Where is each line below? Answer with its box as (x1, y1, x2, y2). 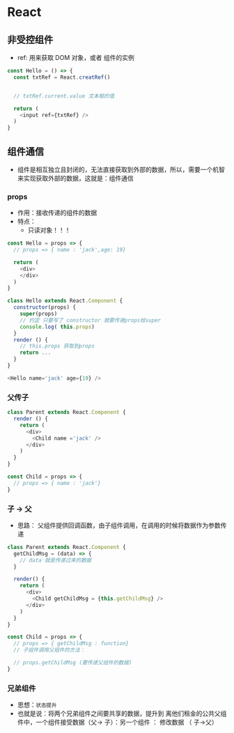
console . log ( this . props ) (19, 323, 95, 330)
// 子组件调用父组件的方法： (13, 647, 86, 654)
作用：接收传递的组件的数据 (17, 208, 97, 217)
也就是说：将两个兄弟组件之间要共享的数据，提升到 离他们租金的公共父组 (17, 709, 227, 718)
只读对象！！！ (27, 226, 71, 234)
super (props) (19, 311, 58, 318)
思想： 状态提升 (17, 701, 57, 709)
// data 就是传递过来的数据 (19, 557, 92, 564)
